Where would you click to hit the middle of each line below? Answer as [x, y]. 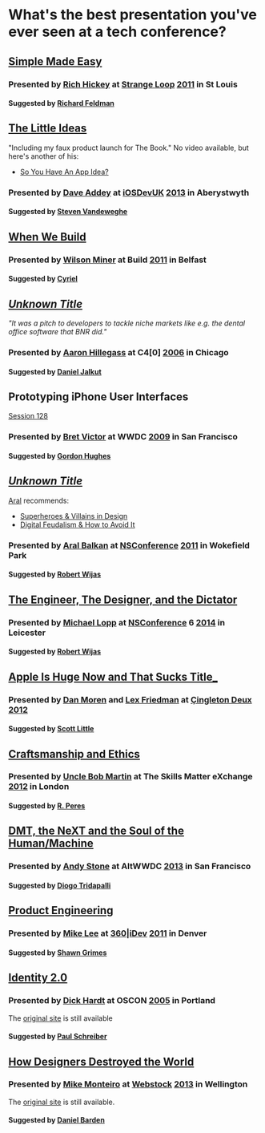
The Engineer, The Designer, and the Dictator [123, 599]
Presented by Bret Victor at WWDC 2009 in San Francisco [123, 437]
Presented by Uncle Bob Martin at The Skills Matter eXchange [131, 777]
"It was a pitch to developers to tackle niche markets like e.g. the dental [127, 323]
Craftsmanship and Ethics [74, 754]
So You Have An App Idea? [64, 172]
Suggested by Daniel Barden [57, 1120]
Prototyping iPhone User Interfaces [98, 397]
